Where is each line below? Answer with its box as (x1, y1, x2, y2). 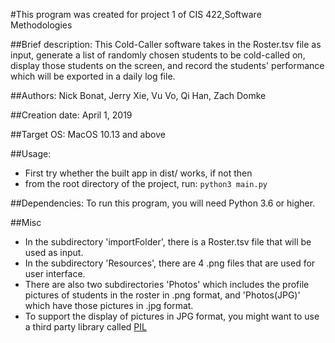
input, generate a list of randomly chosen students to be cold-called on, (10, 49, 306, 61)
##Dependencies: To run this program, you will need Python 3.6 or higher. (10, 197, 316, 209)
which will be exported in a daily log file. (10, 70, 176, 82)
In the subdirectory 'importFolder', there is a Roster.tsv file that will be (24, 236, 312, 248)
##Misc (10, 217, 42, 228)
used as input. (24, 247, 84, 258)
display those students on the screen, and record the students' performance (10, 60, 325, 71)
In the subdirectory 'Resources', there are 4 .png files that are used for (24, 257, 316, 269)
